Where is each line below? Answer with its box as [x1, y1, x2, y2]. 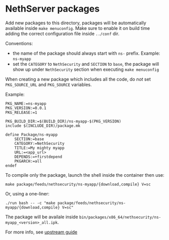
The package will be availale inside [5, 214, 79, 220]
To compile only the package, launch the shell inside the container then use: [5, 172, 164, 178]
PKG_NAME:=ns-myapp [5, 101, 47, 106]
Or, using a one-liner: [5, 190, 50, 196]
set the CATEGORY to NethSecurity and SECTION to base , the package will [12, 61, 159, 67]
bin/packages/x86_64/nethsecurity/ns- [79, 215, 161, 220]
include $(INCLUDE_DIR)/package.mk [5, 123, 81, 128]
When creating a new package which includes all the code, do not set [5, 76, 151, 82]
